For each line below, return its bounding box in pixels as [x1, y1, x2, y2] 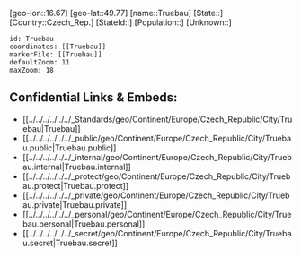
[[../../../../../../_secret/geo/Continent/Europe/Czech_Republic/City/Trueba [22, 227, 292, 238]
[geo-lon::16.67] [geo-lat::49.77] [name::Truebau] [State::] [9, 8, 224, 18]
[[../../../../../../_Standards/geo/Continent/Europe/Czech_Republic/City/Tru [22, 114, 293, 124]
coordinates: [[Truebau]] [9, 42, 106, 51]
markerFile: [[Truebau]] [9, 50, 102, 59]
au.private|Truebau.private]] [22, 199, 128, 210]
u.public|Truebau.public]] [22, 142, 117, 153]
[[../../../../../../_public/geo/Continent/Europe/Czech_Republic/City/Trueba [22, 133, 292, 143]
